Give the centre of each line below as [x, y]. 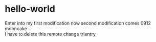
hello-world [30, 9]
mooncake [16, 28]
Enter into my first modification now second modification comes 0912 [78, 23]
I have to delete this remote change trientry [50, 34]
